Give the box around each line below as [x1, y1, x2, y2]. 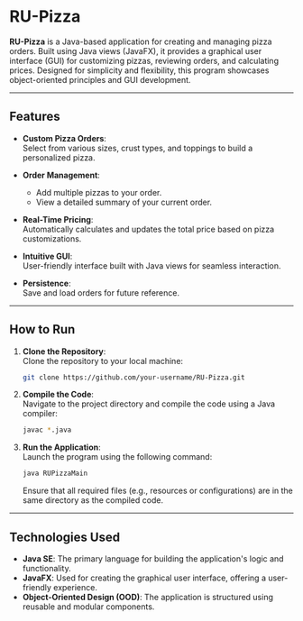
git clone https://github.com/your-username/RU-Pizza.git [22, 372, 245, 382]
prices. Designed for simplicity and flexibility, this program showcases [9, 65, 270, 76]
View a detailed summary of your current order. [35, 196, 213, 207]
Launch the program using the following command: [22, 452, 213, 462]
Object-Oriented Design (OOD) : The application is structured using [22, 592, 273, 602]
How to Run [9, 322, 76, 337]
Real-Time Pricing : [22, 214, 94, 224]
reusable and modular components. [22, 601, 155, 612]
